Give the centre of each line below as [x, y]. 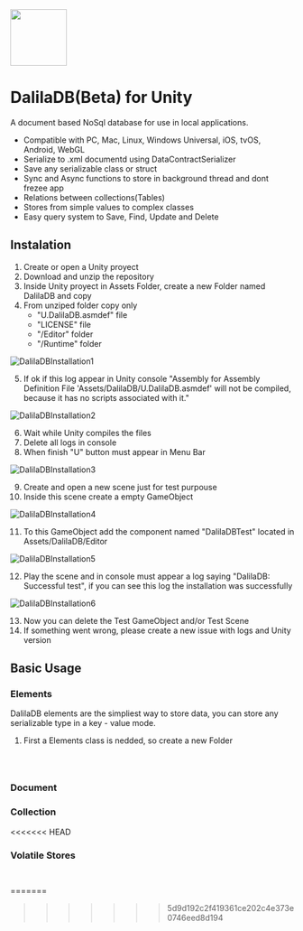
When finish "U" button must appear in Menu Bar [114, 452]
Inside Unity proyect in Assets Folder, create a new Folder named [144, 286]
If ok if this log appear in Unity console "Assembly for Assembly [142, 378]
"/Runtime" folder [69, 343]
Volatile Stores [43, 855]
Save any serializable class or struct [90, 168]
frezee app [43, 188]
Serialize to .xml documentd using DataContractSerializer [129, 159]
